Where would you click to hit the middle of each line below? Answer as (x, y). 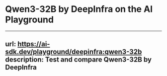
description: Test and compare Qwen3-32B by (78, 60)
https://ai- (34, 44)
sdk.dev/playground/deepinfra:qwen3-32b (74, 52)
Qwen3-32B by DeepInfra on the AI (79, 9)
